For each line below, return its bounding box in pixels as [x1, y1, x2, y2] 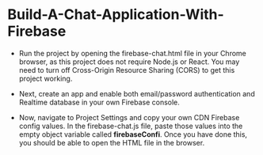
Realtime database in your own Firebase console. [18, 97, 180, 107]
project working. [18, 74, 73, 83]
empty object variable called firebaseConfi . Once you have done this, [18, 129, 247, 139]
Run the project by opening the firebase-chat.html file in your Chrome [18, 48, 247, 58]
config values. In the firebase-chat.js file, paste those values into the [18, 121, 243, 130]
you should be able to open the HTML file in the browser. [18, 138, 205, 147]
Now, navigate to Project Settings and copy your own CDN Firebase [18, 112, 240, 122]
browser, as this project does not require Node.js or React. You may [18, 57, 240, 66]
